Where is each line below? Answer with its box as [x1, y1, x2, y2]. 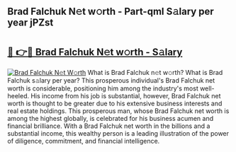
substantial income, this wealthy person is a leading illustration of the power [7, 129, 229, 137]
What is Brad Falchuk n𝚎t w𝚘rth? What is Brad [87, 69, 223, 76]
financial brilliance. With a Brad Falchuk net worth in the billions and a [7, 122, 210, 130]
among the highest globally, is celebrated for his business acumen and [7, 115, 214, 122]
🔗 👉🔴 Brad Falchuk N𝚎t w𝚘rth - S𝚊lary [7, 46, 183, 58]
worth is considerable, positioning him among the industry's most [7, 84, 198, 93]
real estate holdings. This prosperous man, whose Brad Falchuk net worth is [7, 107, 230, 115]
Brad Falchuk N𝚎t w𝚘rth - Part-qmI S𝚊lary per [7, 6, 214, 18]
